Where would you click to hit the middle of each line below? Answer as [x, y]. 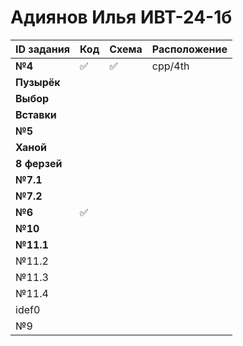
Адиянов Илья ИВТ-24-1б [121, 17]
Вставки [36, 114]
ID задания [42, 49]
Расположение [189, 49]
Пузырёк [38, 82]
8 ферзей [39, 163]
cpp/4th [170, 66]
